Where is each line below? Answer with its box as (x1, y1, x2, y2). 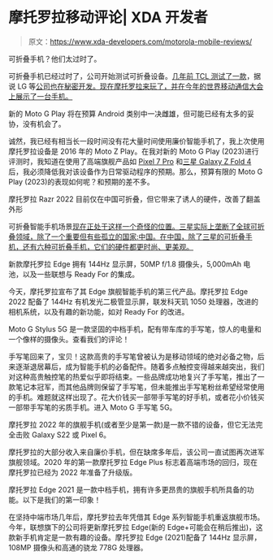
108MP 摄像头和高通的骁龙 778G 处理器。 (8, 542, 148, 552)
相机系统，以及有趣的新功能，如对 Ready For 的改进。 (8, 306, 189, 316)
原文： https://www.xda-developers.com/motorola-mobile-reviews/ (28, 37, 253, 46)
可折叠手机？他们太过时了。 (8, 54, 102, 63)
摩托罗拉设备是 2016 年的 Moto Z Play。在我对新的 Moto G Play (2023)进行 (8, 146, 259, 156)
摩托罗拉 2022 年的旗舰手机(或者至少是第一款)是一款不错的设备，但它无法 (8, 419, 256, 429)
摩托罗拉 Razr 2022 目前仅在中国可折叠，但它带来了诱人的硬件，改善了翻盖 (8, 193, 262, 204)
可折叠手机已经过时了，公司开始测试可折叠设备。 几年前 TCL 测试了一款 (8, 71, 247, 80)
